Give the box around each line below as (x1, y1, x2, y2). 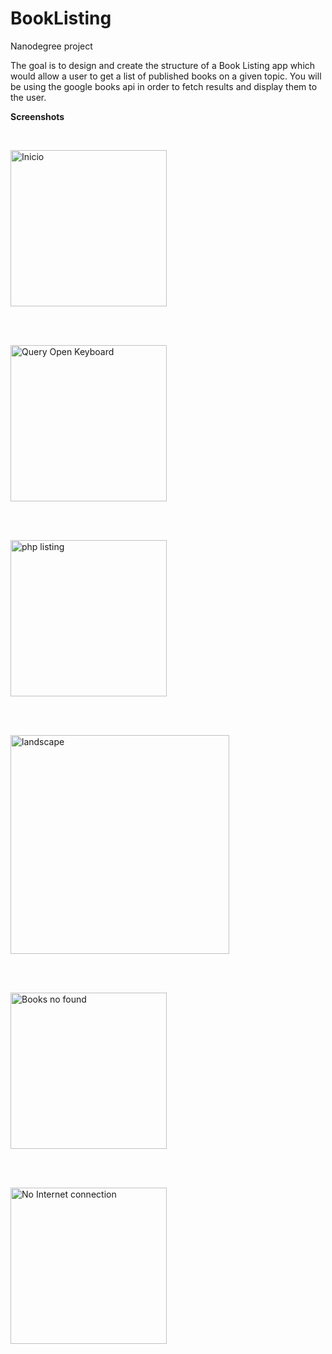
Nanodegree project (10, 40, 93, 52)
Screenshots (10, 110, 65, 122)
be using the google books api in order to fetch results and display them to (10, 80, 318, 92)
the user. (10, 91, 47, 103)
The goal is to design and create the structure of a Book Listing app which (10, 59, 316, 71)
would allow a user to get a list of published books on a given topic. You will (10, 70, 322, 82)
